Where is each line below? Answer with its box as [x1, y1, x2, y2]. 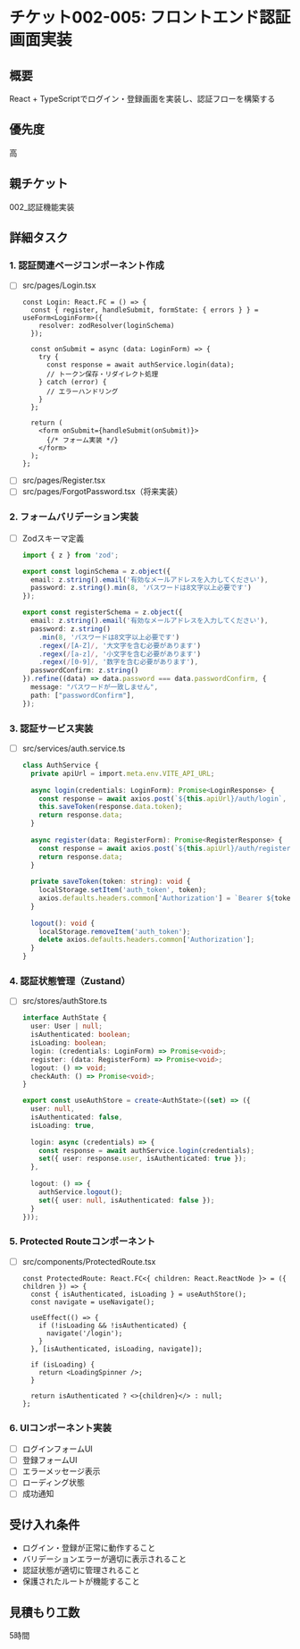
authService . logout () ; [38, 1187, 123, 1197]
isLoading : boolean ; [30, 1039, 107, 1047]
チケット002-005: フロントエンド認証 [9, 7, 291, 28]
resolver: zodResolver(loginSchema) [38, 322, 175, 331]
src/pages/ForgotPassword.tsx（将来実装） [21, 486, 183, 497]
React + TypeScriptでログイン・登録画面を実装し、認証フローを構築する [9, 94, 276, 104]
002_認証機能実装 [9, 201, 75, 212]
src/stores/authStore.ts [21, 996, 107, 1006]
